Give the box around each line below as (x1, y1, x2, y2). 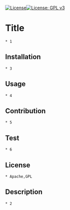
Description (5, 188, 42, 196)
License (5, 161, 30, 169)
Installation (5, 53, 41, 61)
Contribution (5, 106, 46, 115)
